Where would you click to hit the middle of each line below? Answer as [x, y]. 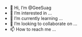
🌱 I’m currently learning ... [36, 18]
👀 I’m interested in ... [31, 13]
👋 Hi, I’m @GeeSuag [31, 8]
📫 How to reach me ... [33, 29]
